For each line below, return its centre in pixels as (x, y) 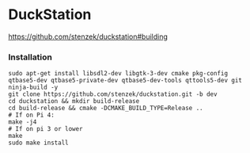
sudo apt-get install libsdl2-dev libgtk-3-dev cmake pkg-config (118, 74)
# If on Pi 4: (32, 115)
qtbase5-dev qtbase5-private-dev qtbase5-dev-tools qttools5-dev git (125, 81)
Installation (30, 57)
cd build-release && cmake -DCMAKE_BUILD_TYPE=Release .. (106, 109)
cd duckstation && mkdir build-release (74, 101)
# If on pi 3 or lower (45, 129)
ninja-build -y (33, 88)
